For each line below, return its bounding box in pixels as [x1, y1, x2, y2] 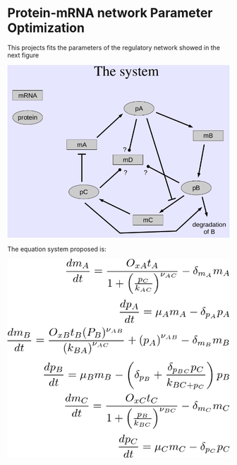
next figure [7, 51, 39, 59]
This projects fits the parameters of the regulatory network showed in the [7, 43, 221, 52]
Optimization [7, 20, 85, 36]
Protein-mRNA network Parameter [7, 5, 213, 21]
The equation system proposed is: [7, 245, 107, 253]
